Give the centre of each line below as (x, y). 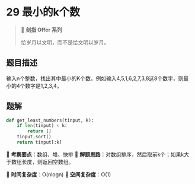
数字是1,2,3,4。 (44, 85)
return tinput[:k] (39, 142)
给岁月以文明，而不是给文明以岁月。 (65, 42)
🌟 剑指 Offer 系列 (41, 30)
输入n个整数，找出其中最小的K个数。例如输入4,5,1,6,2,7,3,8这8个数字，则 (95, 78)
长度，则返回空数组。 (48, 161)
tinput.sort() (34, 137)
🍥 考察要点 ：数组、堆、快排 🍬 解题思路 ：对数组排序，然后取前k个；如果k (95, 154)
